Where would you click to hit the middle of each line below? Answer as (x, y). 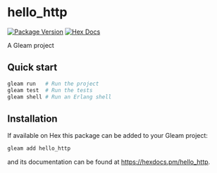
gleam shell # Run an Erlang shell (60, 97)
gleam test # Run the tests (50, 90)
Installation (32, 118)
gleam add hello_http (39, 148)
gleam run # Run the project (53, 84)
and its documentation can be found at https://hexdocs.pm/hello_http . (109, 162)
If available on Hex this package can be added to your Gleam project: (107, 136)
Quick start (32, 68)
